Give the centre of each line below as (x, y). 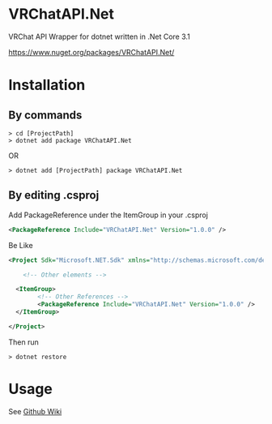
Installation (47, 85)
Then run (23, 342)
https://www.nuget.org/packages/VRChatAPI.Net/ (91, 52)
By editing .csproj (54, 195)
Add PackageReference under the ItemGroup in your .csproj (108, 215)
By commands (45, 115)
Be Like (21, 245)
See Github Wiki (35, 411)
